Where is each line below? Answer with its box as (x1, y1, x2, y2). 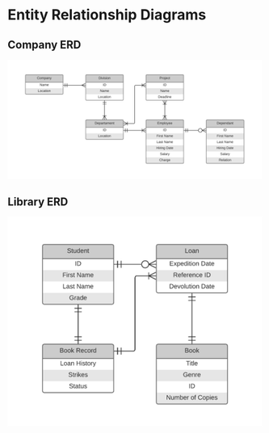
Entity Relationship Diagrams (7, 6, 207, 24)
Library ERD (7, 195, 69, 208)
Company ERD (7, 38, 82, 52)
